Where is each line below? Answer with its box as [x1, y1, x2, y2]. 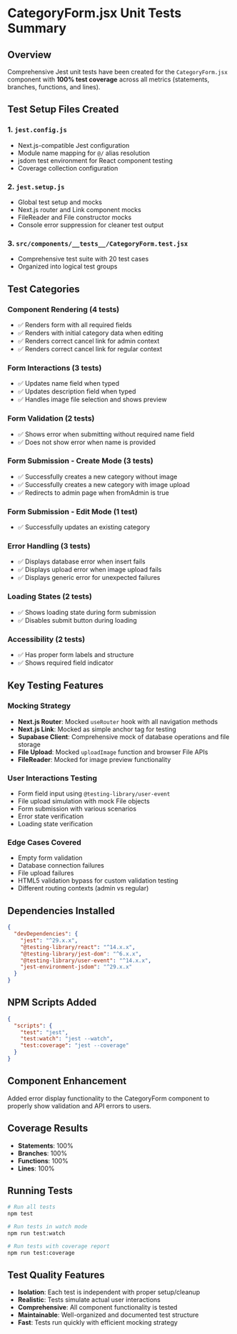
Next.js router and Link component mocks [17, 205, 141, 214]
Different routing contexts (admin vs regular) [17, 884, 149, 893]
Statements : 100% [17, 1141, 74, 1150]
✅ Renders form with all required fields [17, 320, 132, 329]
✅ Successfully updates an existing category [17, 523, 151, 531]
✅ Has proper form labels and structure [17, 651, 134, 659]
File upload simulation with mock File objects [17, 797, 150, 806]
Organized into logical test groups [17, 262, 118, 271]
